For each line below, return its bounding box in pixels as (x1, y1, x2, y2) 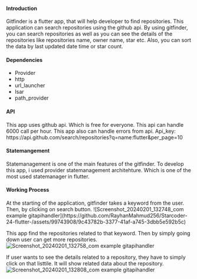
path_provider (14, 94, 49, 101)
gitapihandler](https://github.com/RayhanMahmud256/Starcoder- (28, 212, 188, 219)
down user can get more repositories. (6, 236, 97, 243)
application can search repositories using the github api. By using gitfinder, (6, 24, 188, 31)
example (6, 212, 27, 219)
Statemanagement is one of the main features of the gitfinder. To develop (6, 160, 184, 168)
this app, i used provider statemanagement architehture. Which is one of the (6, 166, 192, 173)
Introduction (6, 5, 37, 12)
